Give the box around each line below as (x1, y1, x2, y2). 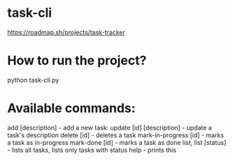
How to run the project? (7, 52, 147, 69)
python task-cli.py (7, 76, 59, 84)
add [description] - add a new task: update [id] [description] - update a (7, 123, 212, 132)
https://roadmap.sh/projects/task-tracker (7, 28, 126, 36)
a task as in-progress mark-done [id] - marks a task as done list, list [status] (7, 138, 227, 146)
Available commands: (7, 100, 136, 116)
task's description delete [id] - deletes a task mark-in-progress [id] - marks (7, 131, 224, 139)
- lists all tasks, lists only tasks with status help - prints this (7, 146, 177, 154)
